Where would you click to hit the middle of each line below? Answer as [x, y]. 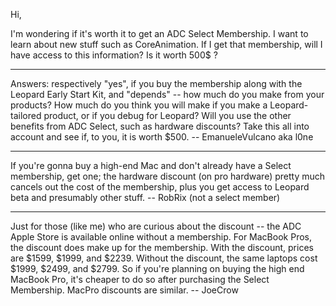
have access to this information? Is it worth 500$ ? [114, 55]
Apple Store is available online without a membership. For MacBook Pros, [161, 237]
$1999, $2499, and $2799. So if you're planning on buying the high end [157, 268]
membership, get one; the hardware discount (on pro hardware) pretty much [168, 176]
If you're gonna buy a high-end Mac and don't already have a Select [151, 165]
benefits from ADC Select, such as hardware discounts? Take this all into [160, 126]
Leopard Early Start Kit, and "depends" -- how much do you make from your [167, 94]
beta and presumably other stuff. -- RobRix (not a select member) [145, 197]
